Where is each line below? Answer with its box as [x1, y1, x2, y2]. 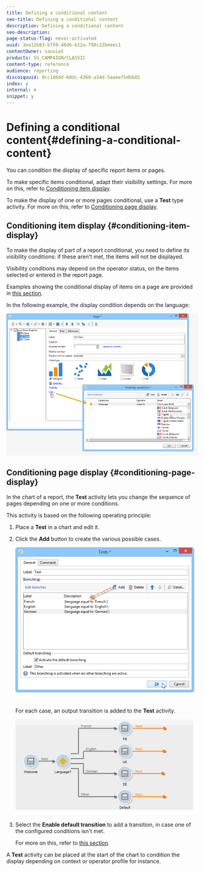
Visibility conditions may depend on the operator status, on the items [6, 265, 179, 272]
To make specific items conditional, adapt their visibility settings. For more [6, 178, 192, 185]
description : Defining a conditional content [6, 23, 124, 29]
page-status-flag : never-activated [6, 35, 97, 42]
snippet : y [6, 93, 34, 100]
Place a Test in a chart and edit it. [15, 523, 100, 530]
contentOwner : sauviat [6, 49, 64, 55]
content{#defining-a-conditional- [6, 133, 181, 148]
